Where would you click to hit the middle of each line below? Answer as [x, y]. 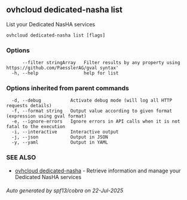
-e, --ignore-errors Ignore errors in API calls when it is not [96, 122]
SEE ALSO [21, 157]
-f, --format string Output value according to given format [92, 111]
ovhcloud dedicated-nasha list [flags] [56, 35]
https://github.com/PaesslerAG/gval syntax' [62, 68]
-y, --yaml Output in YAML [60, 143]
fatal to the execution [36, 127]
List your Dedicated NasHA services [51, 24]
